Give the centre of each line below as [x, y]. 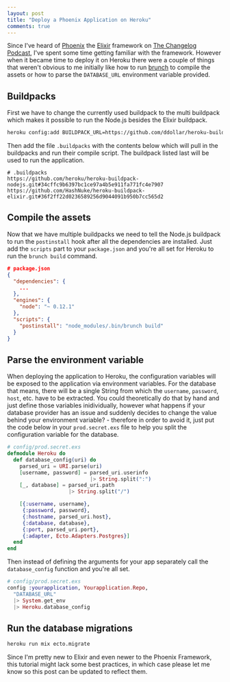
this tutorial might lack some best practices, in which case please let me [108, 664]
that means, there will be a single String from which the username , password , [113, 391]
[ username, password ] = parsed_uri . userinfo [84, 472]
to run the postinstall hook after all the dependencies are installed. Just [110, 241]
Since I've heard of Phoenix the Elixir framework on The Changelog [102, 46]
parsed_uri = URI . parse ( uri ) [61, 466]
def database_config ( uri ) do [55, 459]
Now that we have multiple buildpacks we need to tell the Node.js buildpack [114, 234]
